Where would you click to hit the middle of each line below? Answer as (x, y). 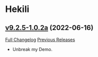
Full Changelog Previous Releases (40, 39)
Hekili (17, 9)
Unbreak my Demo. (32, 49)
